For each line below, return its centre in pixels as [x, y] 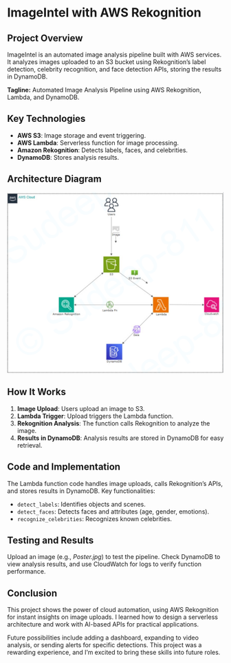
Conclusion [32, 593]
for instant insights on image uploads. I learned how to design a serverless [113, 617]
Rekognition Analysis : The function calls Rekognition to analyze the [113, 423]
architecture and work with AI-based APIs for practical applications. [103, 624]
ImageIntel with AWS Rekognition [104, 13]
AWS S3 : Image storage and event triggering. [81, 135]
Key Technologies [46, 119]
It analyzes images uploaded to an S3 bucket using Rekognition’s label [107, 62]
